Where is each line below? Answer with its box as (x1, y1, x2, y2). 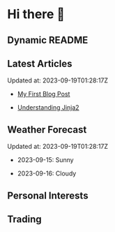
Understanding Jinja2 (17, 103, 79, 112)
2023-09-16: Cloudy (17, 169, 77, 177)
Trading (7, 213, 42, 225)
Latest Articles (7, 57, 72, 69)
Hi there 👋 (7, 6, 65, 22)
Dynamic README (7, 34, 89, 46)
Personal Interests (7, 189, 89, 201)
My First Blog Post (17, 90, 70, 99)
